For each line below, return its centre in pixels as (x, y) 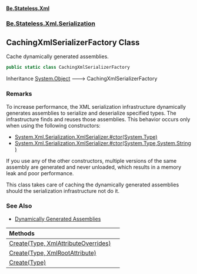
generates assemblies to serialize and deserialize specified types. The (91, 113)
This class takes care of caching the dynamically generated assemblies (93, 185)
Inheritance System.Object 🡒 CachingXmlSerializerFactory (82, 79)
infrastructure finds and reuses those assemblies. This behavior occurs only (98, 119)
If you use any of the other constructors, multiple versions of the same (91, 161)
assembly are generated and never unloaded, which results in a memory (94, 167)
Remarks (19, 94)
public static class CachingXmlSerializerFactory (68, 68)
